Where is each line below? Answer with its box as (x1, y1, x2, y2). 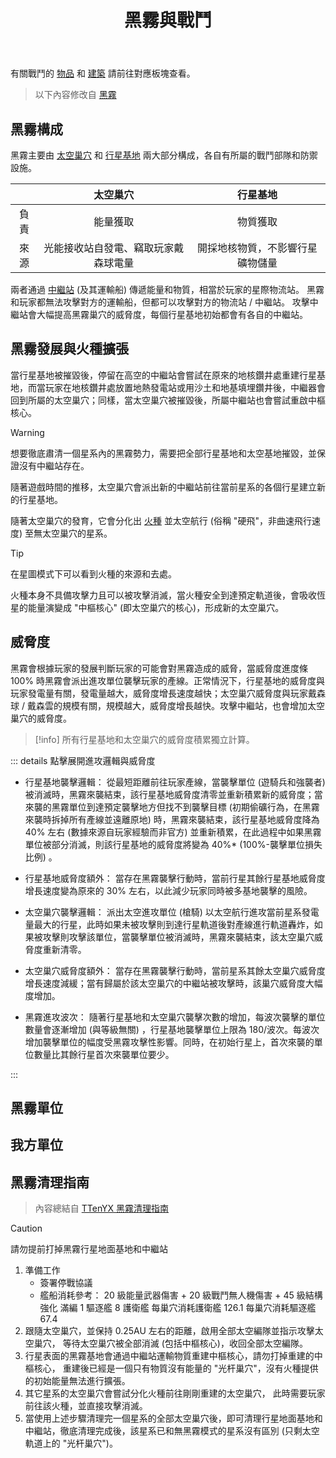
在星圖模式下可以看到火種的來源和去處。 (10, 567, 177, 580)
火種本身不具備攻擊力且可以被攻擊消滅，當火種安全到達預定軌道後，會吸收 (10, 589, 317, 601)
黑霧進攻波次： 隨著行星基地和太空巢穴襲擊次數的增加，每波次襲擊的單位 (24, 1011, 326, 1023)
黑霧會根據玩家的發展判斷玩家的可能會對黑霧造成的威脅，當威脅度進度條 (10, 662, 308, 674)
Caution (10, 1222, 43, 1235)
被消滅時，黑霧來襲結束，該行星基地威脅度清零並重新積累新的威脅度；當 (24, 788, 323, 800)
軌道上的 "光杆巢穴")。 (24, 1437, 118, 1450)
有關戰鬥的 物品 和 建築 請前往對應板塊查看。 (10, 67, 196, 80)
